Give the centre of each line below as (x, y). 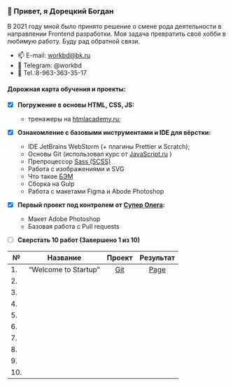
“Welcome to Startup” (64, 269)
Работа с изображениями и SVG (76, 168)
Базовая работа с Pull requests (74, 226)
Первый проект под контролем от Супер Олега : (91, 205)
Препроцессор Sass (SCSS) (69, 161)
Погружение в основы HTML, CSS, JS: (76, 105)
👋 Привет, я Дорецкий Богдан (61, 11)
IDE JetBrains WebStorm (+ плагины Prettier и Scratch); (109, 146)
